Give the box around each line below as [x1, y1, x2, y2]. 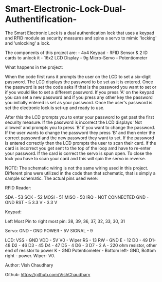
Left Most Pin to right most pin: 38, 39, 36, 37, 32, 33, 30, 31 [5, 218, 125, 224]
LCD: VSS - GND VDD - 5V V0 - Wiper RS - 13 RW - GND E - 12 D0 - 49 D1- [5, 237, 156, 243]
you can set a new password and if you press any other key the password [5, 94, 153, 100]
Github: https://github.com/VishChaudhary [5, 271, 90, 277]
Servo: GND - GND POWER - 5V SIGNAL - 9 [5, 227, 93, 233]
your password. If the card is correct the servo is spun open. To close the [5, 150, 152, 156]
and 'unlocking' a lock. [5, 40, 51, 46]
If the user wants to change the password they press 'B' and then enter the [5, 130, 156, 135]
